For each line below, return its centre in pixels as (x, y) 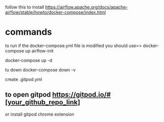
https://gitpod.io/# (82, 95)
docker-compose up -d (29, 60)
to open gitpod (28, 95)
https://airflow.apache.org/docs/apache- (86, 7)
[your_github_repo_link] (43, 102)
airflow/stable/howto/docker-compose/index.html (55, 12)
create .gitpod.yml (24, 79)
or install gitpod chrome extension (40, 114)
